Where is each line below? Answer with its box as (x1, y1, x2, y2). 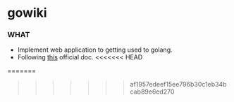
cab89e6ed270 (130, 87, 175, 96)
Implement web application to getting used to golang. (17, 45, 173, 54)
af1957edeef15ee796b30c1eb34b (130, 80, 227, 89)
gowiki (7, 5, 47, 21)
